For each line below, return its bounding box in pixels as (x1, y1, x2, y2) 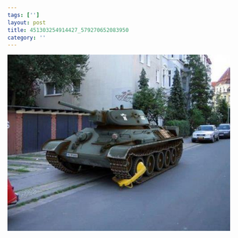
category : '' (7, 34, 46, 41)
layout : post (7, 18, 46, 26)
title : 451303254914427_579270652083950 (7, 26, 130, 33)
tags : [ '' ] (7, 11, 40, 18)
